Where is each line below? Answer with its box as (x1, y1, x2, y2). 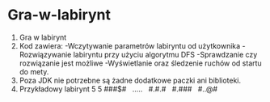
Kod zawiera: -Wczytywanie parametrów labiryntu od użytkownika (19, 40, 241, 50)
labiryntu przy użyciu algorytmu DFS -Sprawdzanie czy (73, 49, 258, 59)
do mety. (19, 66, 49, 76)
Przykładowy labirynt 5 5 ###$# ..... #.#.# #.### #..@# (19, 83, 218, 94)
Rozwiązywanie (19, 49, 72, 59)
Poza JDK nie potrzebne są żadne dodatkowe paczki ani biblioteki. (19, 75, 242, 85)
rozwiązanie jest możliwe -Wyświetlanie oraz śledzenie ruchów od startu (19, 58, 262, 68)
